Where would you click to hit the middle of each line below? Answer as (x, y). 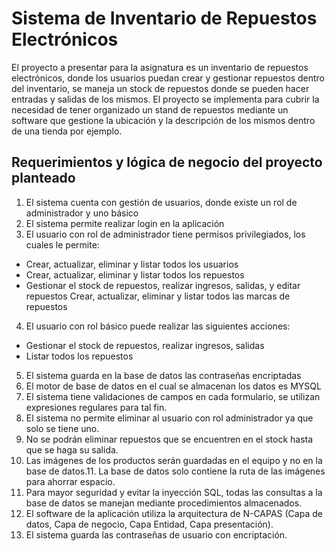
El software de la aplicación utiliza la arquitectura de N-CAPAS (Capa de (174, 513)
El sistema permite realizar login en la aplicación (125, 223)
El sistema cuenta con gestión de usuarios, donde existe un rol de (161, 202)
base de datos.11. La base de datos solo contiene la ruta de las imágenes (175, 471)
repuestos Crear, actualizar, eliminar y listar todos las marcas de (158, 296)
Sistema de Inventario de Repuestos (164, 18)
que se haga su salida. (72, 449)
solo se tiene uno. (62, 428)
